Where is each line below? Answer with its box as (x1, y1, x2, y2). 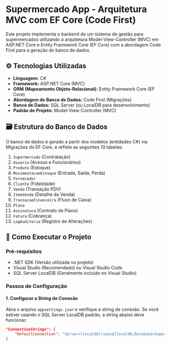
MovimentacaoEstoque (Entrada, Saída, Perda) (13, 170, 105, 176)
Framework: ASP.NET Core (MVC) (13, 80, 85, 86)
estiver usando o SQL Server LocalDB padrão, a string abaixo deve (6, 312, 145, 318)
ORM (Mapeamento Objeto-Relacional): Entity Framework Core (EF (13, 86, 155, 92)
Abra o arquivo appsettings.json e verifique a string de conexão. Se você (6, 307, 159, 313)
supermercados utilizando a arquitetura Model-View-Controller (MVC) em (6, 36, 159, 42)
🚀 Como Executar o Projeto (6, 232, 92, 241)
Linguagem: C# (13, 75, 46, 81)
